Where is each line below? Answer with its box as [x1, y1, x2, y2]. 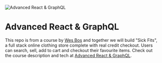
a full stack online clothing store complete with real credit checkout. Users [5, 42, 153, 48]
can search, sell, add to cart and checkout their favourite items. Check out [5, 47, 153, 53]
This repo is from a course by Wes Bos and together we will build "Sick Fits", [5, 37, 158, 43]
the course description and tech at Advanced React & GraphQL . [5, 52, 132, 58]
